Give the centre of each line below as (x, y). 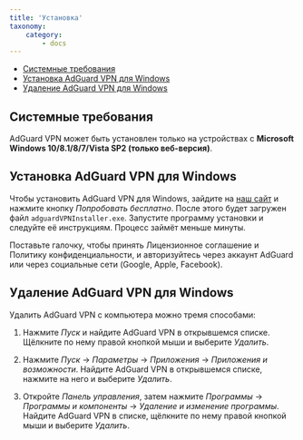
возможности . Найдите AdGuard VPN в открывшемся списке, (142, 369)
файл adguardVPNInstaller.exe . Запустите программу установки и (137, 218)
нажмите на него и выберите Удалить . (97, 378)
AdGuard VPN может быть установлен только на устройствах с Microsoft (152, 139)
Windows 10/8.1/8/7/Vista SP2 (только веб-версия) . (111, 148)
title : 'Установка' (46, 18)
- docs (54, 43)
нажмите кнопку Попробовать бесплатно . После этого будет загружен (148, 208)
